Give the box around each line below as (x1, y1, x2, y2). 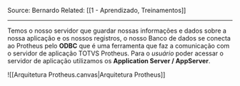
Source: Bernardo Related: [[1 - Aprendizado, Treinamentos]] (7, 6, 186, 14)
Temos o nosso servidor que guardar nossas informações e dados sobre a (7, 26, 227, 35)
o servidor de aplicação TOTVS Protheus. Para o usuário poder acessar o (7, 49, 224, 58)
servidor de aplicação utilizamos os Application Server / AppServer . (7, 57, 211, 65)
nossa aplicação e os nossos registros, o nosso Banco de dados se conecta (7, 34, 231, 42)
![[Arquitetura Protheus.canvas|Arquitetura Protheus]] (7, 70, 166, 79)
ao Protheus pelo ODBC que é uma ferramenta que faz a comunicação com (7, 42, 230, 50)
